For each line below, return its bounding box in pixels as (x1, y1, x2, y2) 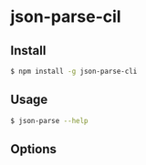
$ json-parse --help (10, 116, 89, 125)
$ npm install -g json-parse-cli (10, 67, 138, 76)
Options (10, 141, 57, 157)
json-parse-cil (10, 6, 121, 27)
